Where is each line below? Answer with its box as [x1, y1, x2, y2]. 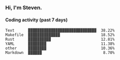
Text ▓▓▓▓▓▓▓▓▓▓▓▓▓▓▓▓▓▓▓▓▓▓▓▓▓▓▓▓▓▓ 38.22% [5, 28, 115, 33]
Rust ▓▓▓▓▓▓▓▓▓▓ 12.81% [5, 37, 115, 42]
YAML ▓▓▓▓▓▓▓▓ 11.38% [5, 41, 115, 47]
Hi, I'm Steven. [5, 4, 42, 11]
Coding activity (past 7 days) [5, 17, 68, 23]
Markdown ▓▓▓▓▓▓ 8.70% [5, 50, 115, 55]
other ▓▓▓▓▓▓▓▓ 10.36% [5, 46, 115, 51]
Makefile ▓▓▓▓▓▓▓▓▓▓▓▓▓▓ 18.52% [5, 33, 115, 38]
